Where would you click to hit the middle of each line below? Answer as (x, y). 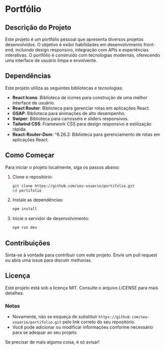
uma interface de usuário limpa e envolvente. (51, 60)
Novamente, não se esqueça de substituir (55, 317)
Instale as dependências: (38, 200)
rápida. (20, 129)
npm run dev (25, 228)
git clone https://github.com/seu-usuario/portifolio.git (73, 186)
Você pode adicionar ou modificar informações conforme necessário (83, 327)
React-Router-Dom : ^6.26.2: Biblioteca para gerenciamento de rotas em (86, 134)
